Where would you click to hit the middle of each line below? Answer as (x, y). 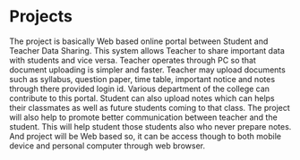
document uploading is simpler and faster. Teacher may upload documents (148, 70)
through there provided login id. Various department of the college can (140, 88)
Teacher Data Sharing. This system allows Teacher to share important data (147, 50)
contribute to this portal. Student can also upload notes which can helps (142, 98)
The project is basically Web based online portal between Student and (139, 41)
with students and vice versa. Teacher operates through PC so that (133, 60)
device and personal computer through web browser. (107, 146)
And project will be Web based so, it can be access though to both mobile (146, 136)
